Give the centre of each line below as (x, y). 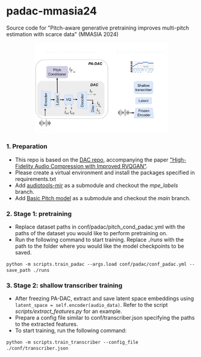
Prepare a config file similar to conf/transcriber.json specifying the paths (105, 318)
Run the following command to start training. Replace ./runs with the (99, 239)
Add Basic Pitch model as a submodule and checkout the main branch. (103, 198)
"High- (178, 160)
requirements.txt (36, 178)
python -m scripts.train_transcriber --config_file (72, 343)
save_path (19, 270)
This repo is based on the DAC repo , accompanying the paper (91, 160)
